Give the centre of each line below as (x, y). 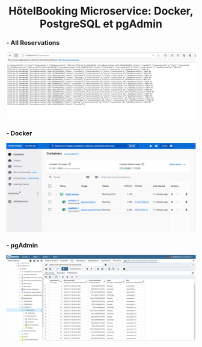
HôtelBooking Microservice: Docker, (101, 11)
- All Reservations (33, 43)
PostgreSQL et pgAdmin (101, 24)
